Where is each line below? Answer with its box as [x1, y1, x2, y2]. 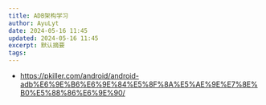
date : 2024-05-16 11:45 [8, 26, 88, 34]
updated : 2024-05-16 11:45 [8, 34, 99, 42]
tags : [8, 49, 27, 57]
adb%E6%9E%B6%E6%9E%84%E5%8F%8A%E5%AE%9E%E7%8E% [19, 79, 259, 89]
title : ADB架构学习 [8, 11, 69, 20]
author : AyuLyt [8, 19, 59, 27]
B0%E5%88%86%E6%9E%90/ [19, 88, 126, 97]
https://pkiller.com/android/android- [19, 71, 139, 80]
